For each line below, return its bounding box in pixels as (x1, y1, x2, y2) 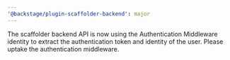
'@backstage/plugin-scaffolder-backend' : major (7, 10, 151, 18)
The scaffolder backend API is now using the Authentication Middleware (7, 30, 218, 38)
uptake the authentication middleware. (7, 44, 120, 53)
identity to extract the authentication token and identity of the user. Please (7, 37, 224, 46)
